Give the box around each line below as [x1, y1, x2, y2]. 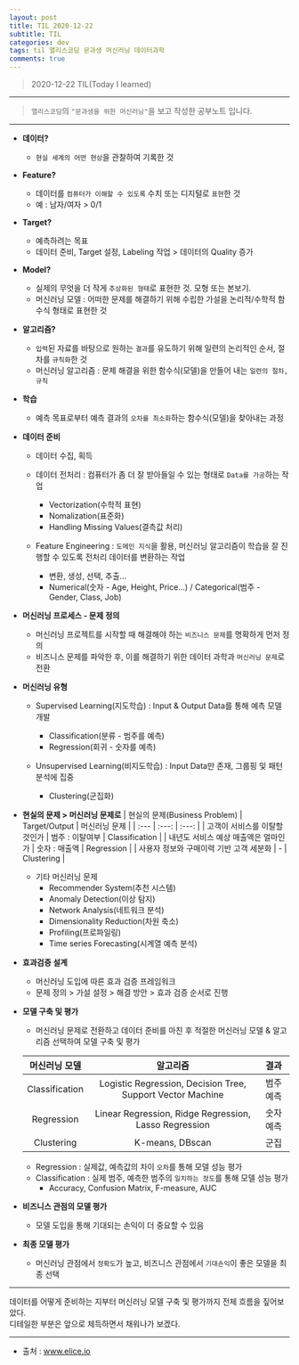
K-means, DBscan [133, 1137, 212, 1148]
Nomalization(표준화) [48, 511, 125, 521]
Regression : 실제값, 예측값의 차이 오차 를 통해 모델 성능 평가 [35, 1162, 243, 1172]
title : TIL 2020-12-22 [9, 21, 93, 30]
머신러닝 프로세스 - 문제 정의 [21, 610, 120, 620]
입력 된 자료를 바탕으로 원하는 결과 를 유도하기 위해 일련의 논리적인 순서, [35, 343, 276, 353]
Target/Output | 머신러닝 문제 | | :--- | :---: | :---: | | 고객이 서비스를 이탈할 [21, 821, 283, 831]
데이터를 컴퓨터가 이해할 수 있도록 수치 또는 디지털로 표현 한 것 [35, 188, 241, 199]
